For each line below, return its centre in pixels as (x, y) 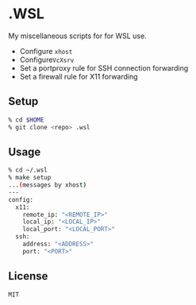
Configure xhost (46, 51)
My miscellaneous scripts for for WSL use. (77, 36)
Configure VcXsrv (47, 60)
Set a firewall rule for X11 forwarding (79, 76)
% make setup (30, 178)
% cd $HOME (26, 120)
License (28, 276)
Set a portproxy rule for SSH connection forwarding (104, 68)
